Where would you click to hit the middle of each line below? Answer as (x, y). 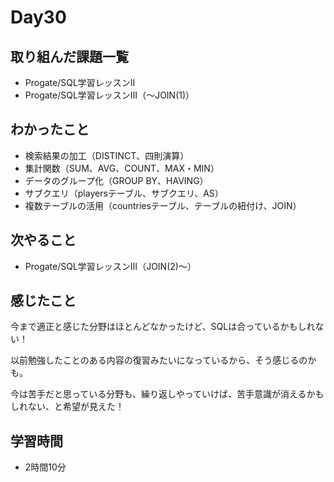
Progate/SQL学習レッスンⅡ (80, 82)
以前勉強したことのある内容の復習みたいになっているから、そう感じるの (159, 360)
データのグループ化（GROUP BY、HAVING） (116, 180)
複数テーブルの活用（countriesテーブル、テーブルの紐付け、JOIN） (163, 205)
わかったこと (50, 129)
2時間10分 (45, 467)
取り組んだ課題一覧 (69, 56)
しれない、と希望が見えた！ (67, 407)
